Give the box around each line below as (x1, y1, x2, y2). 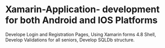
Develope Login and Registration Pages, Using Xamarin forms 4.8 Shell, (5, 31, 156, 37)
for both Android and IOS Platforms (5, 14, 158, 26)
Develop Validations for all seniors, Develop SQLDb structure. (5, 37, 135, 43)
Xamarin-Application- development (5, 4, 160, 15)
